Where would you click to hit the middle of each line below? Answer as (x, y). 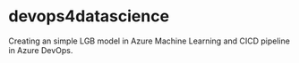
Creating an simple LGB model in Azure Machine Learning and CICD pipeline (149, 41)
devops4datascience (89, 16)
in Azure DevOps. (41, 50)
